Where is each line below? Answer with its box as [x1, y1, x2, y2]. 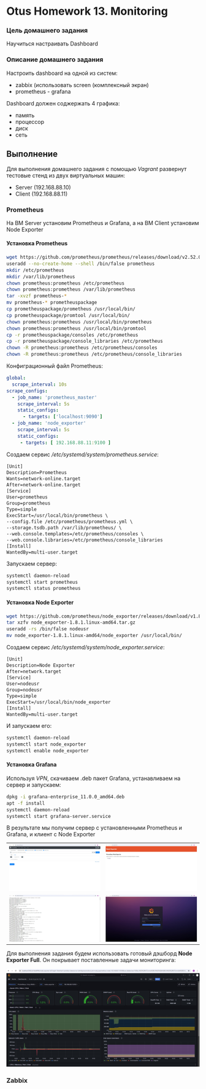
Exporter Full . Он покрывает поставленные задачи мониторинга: [6, 956, 176, 963]
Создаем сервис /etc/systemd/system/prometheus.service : [6, 451, 159, 458]
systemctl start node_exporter [6, 741, 86, 747]
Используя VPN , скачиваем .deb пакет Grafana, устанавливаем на [6, 774, 181, 782]
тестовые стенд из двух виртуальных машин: [6, 172, 126, 179]
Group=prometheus [6, 500, 51, 506]
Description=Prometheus [6, 469, 67, 476]
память [15, 112, 35, 119]
